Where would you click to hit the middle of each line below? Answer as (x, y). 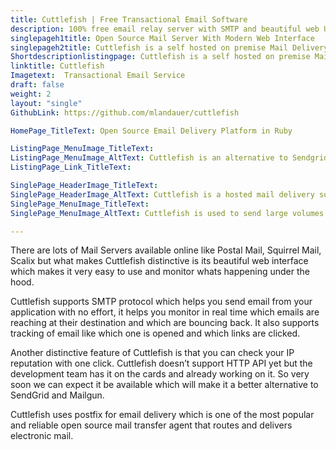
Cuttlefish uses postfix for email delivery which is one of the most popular (162, 415)
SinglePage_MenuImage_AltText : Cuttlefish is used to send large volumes (167, 213)
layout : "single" (46, 103)
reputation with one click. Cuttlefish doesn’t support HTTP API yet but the (161, 363)
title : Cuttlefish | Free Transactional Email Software (129, 19)
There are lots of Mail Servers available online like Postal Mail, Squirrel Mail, (166, 250)
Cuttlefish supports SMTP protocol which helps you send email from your (161, 302)
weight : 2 (31, 94)
